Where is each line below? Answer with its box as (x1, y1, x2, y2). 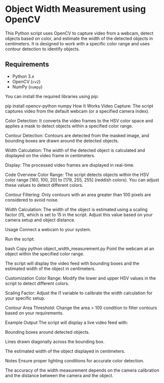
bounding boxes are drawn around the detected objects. (5, 138, 119, 143)
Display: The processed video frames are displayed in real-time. (5, 162, 135, 168)
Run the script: (5, 236, 35, 242)
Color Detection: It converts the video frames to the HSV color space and (5, 117, 153, 124)
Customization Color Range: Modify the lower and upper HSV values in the (5, 275, 156, 281)
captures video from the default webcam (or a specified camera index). (5, 108, 150, 114)
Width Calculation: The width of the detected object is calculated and (5, 147, 145, 153)
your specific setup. (5, 295, 46, 301)
